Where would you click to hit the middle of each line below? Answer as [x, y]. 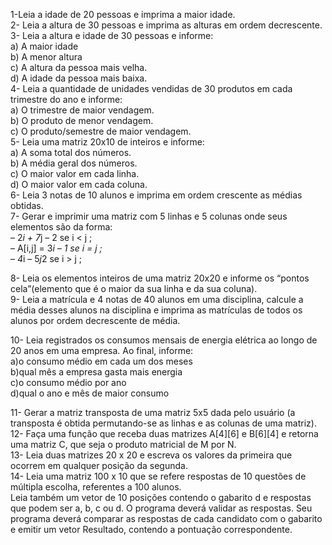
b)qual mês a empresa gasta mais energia [96, 372]
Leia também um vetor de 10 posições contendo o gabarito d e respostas [161, 497]
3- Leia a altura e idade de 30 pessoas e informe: [112, 35]
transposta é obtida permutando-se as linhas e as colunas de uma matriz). [163, 423]
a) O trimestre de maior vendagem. [82, 110]
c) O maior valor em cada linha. [75, 173]
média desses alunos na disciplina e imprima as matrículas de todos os [156, 310]
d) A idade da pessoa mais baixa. [79, 78]
